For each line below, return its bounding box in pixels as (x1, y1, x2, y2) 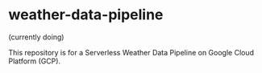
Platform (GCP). (8, 56, 61, 66)
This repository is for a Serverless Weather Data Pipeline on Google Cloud (8, 47, 255, 57)
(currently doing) (8, 32, 64, 42)
